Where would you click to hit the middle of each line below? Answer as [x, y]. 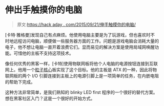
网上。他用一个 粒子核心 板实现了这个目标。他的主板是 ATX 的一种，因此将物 [81, 69]
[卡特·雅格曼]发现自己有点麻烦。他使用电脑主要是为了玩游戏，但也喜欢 [76, 35]
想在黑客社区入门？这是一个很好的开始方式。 [50, 98]
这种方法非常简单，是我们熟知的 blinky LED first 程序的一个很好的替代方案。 [81, 92]
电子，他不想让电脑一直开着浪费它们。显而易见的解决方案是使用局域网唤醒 [80, 47]
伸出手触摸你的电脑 [44, 10]
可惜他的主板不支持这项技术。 [43, 53]
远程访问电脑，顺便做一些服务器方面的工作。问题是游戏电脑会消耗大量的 [86, 41]
